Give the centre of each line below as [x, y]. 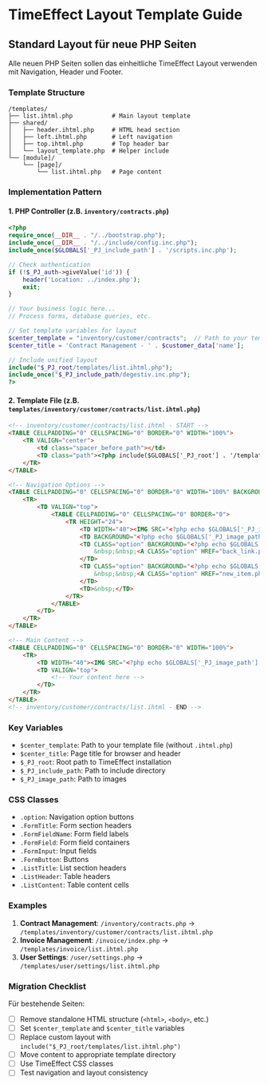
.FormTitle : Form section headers [76, 825]
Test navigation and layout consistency [84, 1073]
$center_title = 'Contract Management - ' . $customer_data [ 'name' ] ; [126, 345]
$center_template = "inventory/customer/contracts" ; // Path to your [128, 338]
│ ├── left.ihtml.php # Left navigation [91, 137]
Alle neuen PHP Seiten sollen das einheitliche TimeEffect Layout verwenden [133, 63]
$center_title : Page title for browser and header [100, 753]
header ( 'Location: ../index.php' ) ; [82, 280]
